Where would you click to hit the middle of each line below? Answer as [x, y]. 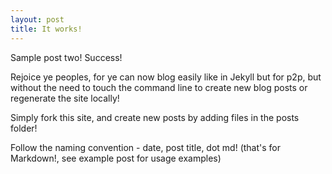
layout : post [37, 19]
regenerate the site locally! [65, 98]
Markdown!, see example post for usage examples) [116, 158]
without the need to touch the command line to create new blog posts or [159, 87]
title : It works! [46, 29]
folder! [24, 128]
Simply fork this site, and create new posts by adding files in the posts [155, 117]
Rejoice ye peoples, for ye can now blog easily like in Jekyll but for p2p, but [166, 77]
